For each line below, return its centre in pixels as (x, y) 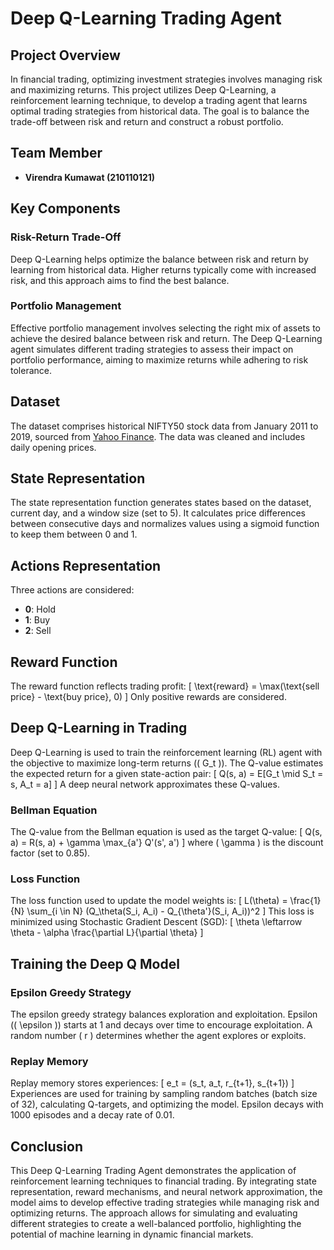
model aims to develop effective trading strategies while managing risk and (165, 1203)
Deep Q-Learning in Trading (99, 728)
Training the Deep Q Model (95, 963)
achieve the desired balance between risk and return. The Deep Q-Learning (166, 338)
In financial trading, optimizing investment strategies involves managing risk (166, 79)
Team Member (56, 153)
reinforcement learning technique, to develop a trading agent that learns (159, 100)
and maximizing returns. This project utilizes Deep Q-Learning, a (143, 90)
